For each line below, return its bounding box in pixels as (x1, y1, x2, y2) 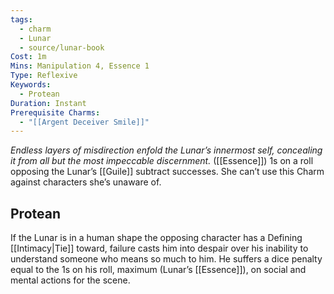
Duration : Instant (10, 98, 87, 108)
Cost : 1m (10, 52, 47, 62)
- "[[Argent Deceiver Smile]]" (19, 117, 150, 127)
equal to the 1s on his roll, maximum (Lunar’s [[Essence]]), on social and (10, 264, 307, 276)
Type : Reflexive (10, 71, 78, 81)
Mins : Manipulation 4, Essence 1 (10, 61, 150, 71)
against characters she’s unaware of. (10, 176, 162, 188)
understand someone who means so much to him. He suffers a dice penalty (10, 253, 323, 265)
